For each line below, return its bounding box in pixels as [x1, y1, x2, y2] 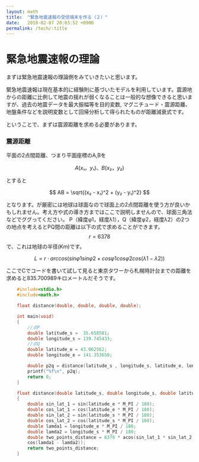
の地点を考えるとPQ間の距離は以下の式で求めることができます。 [6, 223, 163, 230]
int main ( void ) [17, 314, 54, 319]
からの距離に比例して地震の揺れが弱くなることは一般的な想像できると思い [6, 93, 188, 101]
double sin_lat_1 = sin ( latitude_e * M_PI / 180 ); [27, 401, 155, 407]
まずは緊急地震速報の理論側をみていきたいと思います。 [6, 74, 141, 81]
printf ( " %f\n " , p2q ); [27, 368, 81, 374]
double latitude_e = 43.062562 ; [27, 347, 108, 353]
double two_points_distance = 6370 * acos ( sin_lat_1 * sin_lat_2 [27, 434, 192, 440]
